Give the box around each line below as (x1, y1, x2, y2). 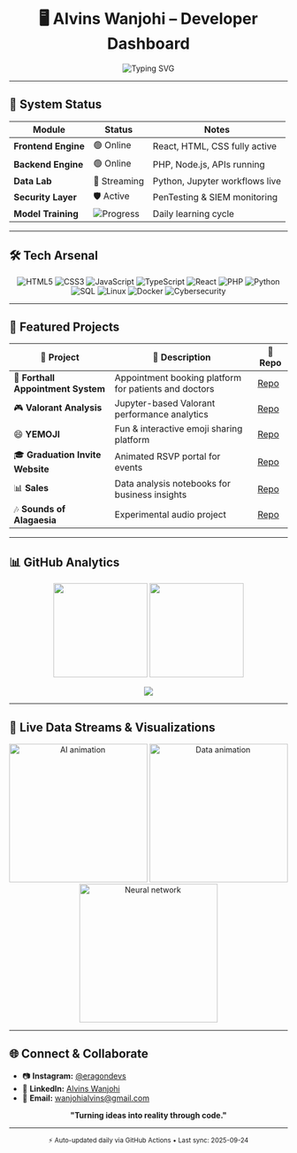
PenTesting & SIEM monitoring (152, 191, 278, 204)
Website (13, 464, 49, 476)
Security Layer (13, 191, 77, 204)
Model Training (13, 207, 80, 220)
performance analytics (114, 409, 209, 421)
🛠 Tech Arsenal (9, 248, 99, 263)
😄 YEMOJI (13, 428, 60, 440)
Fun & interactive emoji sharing (114, 423, 243, 435)
